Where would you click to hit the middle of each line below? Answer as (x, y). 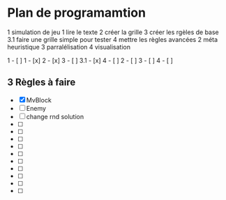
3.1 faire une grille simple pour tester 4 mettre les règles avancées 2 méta (113, 39)
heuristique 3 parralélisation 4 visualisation (69, 47)
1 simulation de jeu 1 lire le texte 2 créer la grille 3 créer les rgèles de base (113, 32)
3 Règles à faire (42, 83)
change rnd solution (55, 116)
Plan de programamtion (77, 13)
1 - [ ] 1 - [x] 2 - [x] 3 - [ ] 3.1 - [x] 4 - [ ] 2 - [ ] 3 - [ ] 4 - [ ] (90, 60)
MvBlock (39, 100)
